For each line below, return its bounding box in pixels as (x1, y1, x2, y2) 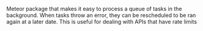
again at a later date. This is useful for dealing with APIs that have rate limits (6, 18, 197, 25)
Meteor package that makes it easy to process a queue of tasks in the (6, 5, 182, 12)
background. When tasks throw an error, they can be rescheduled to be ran (6, 12, 196, 19)
